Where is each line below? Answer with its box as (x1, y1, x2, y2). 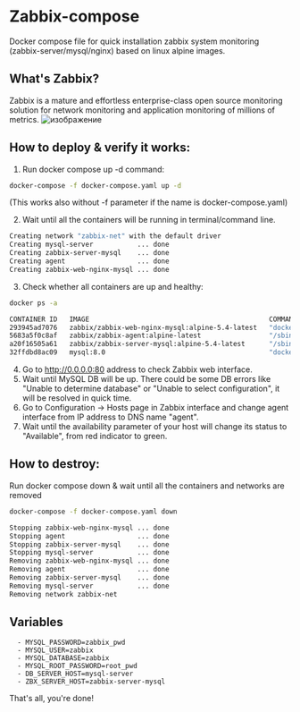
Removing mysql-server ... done (9, 581, 170, 590)
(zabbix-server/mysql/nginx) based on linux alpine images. (9, 45, 226, 55)
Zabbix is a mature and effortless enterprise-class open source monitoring (9, 95, 283, 106)
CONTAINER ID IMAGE (9, 315, 90, 324)
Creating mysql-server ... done (9, 240, 170, 250)
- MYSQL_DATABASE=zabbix (17, 654, 110, 663)
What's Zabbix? (9, 72, 100, 87)
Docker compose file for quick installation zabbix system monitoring (9, 36, 260, 47)
